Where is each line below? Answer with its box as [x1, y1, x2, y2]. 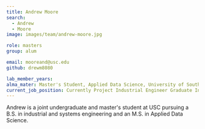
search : [6, 15, 26, 21]
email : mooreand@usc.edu [6, 59, 70, 65]
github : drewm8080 [6, 64, 53, 71]
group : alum [6, 48, 37, 55]
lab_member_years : [6, 75, 53, 82]
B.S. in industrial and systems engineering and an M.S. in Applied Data [6, 110, 183, 117]
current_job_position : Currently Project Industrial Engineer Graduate [6, 87, 192, 93]
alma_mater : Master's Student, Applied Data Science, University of [6, 82, 184, 88]
